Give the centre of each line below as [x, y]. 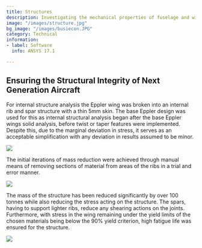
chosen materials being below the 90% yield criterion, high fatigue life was [99, 221]
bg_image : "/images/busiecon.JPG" [50, 29]
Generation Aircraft [43, 90]
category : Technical [32, 34]
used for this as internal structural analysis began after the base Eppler [94, 117]
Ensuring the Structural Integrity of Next [83, 81]
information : [23, 40]
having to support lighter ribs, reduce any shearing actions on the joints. [96, 208]
